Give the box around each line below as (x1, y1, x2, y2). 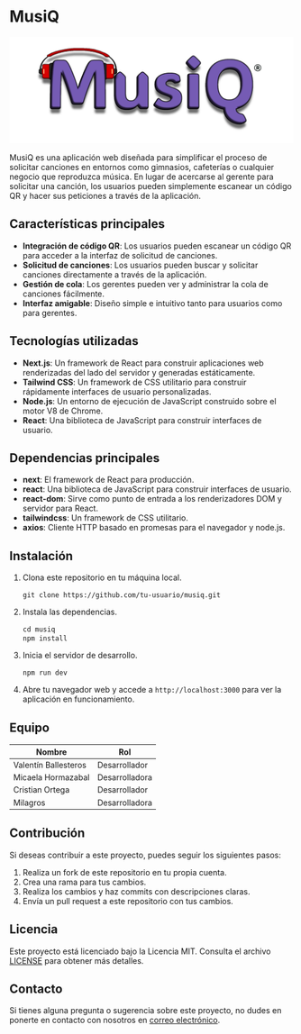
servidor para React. (22, 503, 99, 514)
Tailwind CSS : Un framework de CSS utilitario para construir (22, 376, 247, 387)
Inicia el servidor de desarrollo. (22, 650, 138, 661)
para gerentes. (22, 307, 78, 318)
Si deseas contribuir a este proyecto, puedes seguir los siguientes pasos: (9, 849, 281, 860)
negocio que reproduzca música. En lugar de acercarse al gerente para (9, 171, 274, 182)
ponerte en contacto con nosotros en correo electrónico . (9, 1015, 221, 1026)
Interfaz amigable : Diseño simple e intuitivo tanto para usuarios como (22, 297, 283, 308)
